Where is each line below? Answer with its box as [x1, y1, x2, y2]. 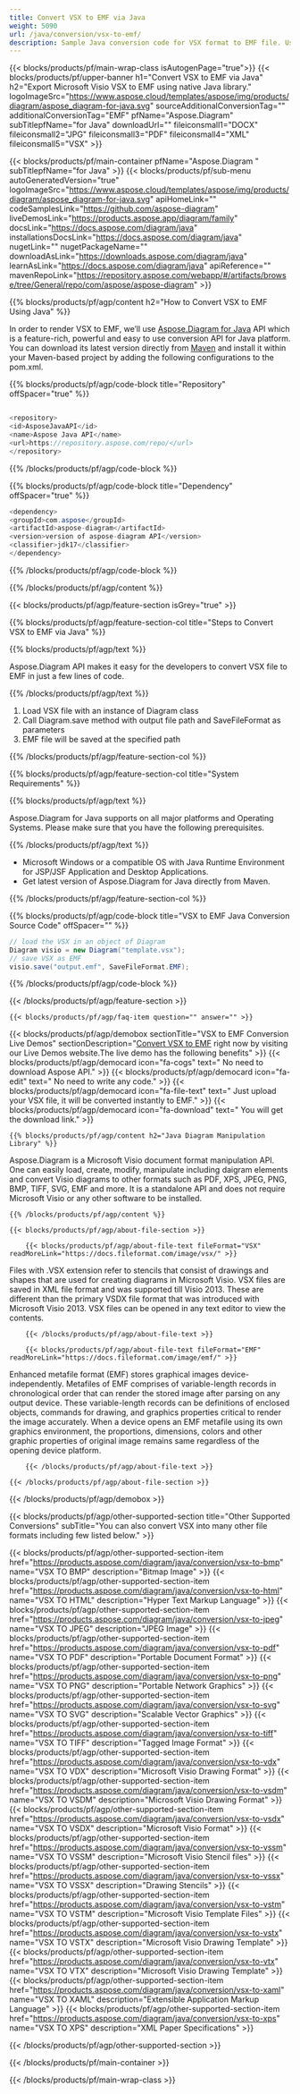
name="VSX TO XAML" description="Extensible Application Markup [9, 1994, 260, 2005]
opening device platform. [9, 1445, 102, 1456]
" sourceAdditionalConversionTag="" [149, 100, 286, 112]
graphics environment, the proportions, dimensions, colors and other [9, 1426, 262, 1437]
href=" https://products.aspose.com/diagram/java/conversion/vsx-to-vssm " [9, 1842, 287, 1852]
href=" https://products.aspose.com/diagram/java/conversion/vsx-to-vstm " [9, 1899, 286, 1910]
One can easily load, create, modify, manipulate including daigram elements [9, 1165, 288, 1175]
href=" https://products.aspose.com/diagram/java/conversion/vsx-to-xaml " [9, 1985, 285, 1996]
